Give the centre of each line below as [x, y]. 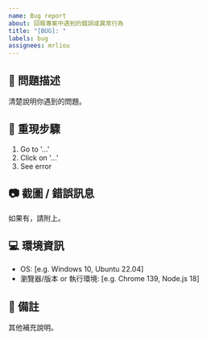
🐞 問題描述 [34, 80]
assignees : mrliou [39, 46]
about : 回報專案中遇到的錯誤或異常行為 [66, 23]
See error [36, 166]
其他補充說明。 [33, 328]
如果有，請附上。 [37, 218]
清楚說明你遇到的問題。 [47, 101]
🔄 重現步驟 [34, 129]
